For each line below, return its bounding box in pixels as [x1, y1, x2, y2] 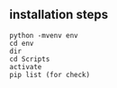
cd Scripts [9, 54, 50, 64]
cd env [9, 39, 34, 48]
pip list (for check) [9, 70, 91, 79]
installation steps [9, 7, 109, 22]
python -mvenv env [9, 31, 78, 40]
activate [9, 62, 42, 71]
